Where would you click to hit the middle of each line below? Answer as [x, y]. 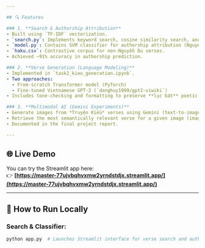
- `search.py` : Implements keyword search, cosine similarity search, [98, 40]
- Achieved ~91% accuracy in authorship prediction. [75, 57]
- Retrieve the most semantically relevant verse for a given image [95, 118]
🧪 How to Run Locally [47, 209]
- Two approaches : [30, 79]
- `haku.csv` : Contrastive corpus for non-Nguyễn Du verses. [86, 51]
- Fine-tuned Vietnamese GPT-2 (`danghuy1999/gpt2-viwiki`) [90, 90]
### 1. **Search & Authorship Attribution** [64, 28]
